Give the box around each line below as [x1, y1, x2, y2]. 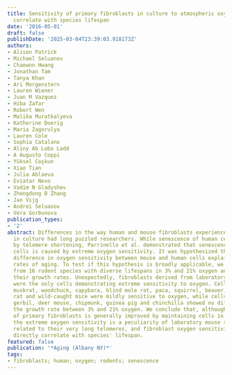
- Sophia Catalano [7, 139, 60, 146]
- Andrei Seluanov [7, 203, 60, 210]
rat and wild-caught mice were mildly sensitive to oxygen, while [13, 293, 209, 300]
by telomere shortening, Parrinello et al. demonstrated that [13, 241, 196, 249]
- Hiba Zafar [7, 100, 45, 107]
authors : [7, 42, 32, 49]
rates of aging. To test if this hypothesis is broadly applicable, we [13, 261, 224, 268]
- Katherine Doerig [7, 119, 64, 127]
